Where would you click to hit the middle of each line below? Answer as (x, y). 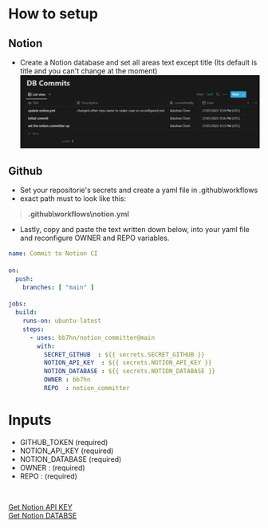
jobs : (17, 304)
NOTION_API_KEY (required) (67, 451)
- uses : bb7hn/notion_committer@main (92, 337)
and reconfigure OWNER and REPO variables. (95, 238)
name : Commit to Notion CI (53, 254)
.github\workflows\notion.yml (78, 214)
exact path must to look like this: (73, 199)
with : (46, 346)
